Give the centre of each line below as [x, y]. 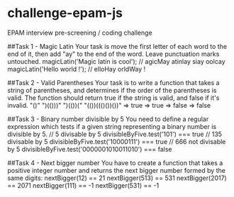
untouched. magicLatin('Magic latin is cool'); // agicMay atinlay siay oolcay [116, 61]
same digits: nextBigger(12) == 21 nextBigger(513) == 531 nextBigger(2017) [117, 178]
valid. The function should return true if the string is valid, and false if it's [113, 98]
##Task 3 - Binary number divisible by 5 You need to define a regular [108, 119]
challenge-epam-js [65, 13]
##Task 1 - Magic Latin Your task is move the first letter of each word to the [117, 46]
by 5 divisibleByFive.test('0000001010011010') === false [90, 149]
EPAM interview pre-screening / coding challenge [80, 33]
